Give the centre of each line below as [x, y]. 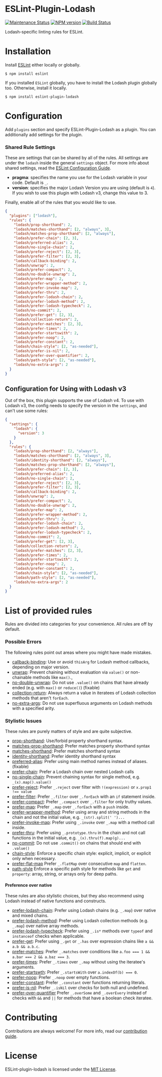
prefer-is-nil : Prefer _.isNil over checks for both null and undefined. [80, 988]
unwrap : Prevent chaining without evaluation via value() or [71, 672]
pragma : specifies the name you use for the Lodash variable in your [80, 178]
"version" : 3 [31, 433]
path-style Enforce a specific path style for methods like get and [76, 869]
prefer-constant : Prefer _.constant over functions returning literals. [79, 983]
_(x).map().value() [32, 782]
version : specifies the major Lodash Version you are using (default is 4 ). [84, 188]
